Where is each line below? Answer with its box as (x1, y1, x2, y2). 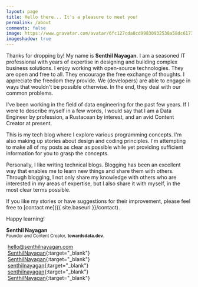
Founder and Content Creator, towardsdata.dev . (6, 233, 105, 239)
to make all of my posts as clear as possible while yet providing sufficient (6, 143, 184, 151)
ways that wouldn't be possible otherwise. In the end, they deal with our (6, 84, 181, 90)
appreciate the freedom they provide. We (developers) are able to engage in (6, 77, 191, 84)
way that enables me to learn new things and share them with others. (6, 168, 174, 174)
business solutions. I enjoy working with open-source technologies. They (6, 65, 184, 71)
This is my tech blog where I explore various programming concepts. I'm (6, 131, 182, 138)
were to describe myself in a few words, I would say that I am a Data (6, 107, 172, 114)
